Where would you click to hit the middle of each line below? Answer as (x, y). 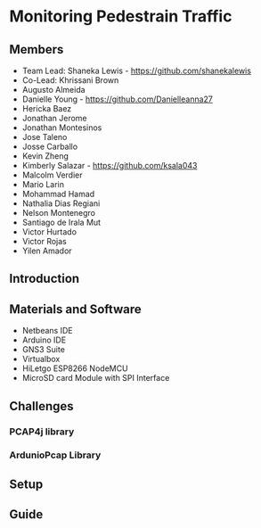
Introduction (45, 279)
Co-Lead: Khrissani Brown (70, 80)
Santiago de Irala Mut (61, 222)
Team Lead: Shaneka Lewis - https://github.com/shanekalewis (137, 70)
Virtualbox (41, 359)
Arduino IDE (44, 340)
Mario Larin (43, 184)
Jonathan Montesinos (62, 128)
